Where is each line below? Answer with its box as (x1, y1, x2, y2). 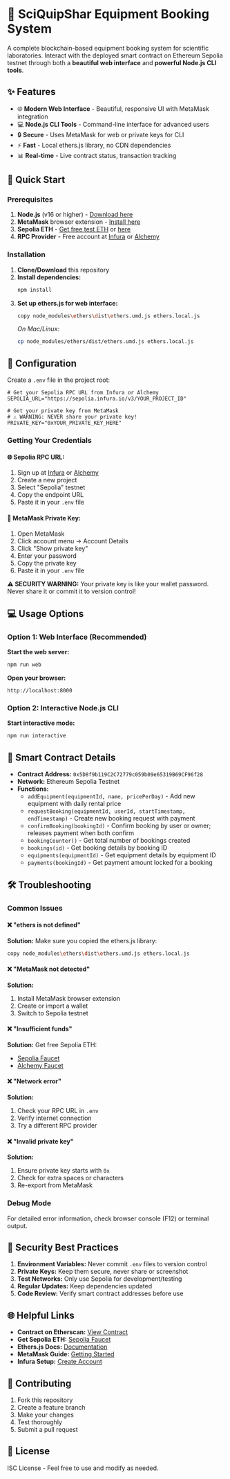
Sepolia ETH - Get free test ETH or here (17, 225, 131, 234)
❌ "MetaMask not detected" (7, 965, 90, 973)
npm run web (7, 661, 41, 668)
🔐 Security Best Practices (7, 1241, 119, 1253)
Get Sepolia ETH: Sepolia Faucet (17, 1336, 111, 1344)
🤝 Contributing (7, 1377, 72, 1389)
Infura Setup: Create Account (17, 1358, 102, 1366)
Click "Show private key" (17, 544, 88, 552)
